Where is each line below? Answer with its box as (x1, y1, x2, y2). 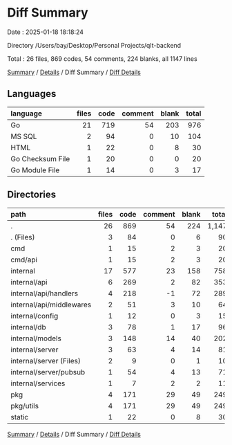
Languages (7, 88, 57, 100)
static (10, 412, 29, 421)
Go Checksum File (10, 154, 70, 163)
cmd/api (10, 255, 38, 264)
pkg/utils (10, 401, 39, 410)
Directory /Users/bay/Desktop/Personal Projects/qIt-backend (7, 41, 182, 49)
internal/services (10, 379, 66, 388)
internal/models (10, 334, 62, 343)
